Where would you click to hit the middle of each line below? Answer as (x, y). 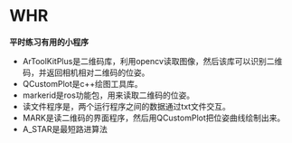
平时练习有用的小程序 (49, 42)
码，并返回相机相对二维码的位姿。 (86, 72)
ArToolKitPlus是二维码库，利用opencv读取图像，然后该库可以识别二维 (152, 61)
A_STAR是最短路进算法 (65, 129)
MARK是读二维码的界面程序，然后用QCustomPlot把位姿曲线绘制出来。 (154, 118)
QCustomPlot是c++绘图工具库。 (82, 83)
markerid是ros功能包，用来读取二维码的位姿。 (108, 95)
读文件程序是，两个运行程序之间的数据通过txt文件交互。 (126, 106)
